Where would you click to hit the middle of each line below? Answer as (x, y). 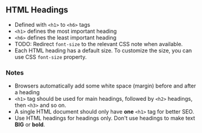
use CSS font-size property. (50, 56)
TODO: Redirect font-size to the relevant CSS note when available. (99, 44)
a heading (27, 92)
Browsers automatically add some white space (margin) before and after (105, 86)
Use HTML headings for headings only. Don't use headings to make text (105, 118)
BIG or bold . (30, 124)
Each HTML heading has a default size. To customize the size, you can (103, 50)
